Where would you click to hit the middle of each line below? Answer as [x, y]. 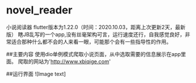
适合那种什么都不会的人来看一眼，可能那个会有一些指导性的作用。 [91, 41]
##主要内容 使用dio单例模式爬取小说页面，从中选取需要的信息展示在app [94, 54]
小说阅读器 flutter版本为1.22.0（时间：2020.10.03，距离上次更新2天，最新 [96, 27]
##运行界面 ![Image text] [36, 74]
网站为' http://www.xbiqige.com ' [72, 61]
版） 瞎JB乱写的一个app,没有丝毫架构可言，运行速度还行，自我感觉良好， [96, 34]
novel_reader [39, 10]
